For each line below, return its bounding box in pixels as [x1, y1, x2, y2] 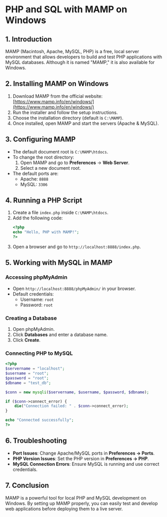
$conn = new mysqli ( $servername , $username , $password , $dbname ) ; [5, 390, 149, 395]
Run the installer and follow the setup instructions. [12, 109, 118, 116]
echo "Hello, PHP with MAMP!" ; [12, 230, 79, 235]
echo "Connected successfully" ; [5, 418, 74, 423]
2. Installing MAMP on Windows [5, 79, 108, 88]
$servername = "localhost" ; [5, 366, 65, 371]
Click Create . [12, 337, 41, 343]
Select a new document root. [20, 165, 81, 171]
